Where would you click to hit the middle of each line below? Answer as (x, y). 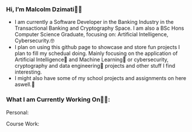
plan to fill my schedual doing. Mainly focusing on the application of (96, 53)
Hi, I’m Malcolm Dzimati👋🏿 (44, 9)
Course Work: (23, 124)
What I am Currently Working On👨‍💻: (58, 100)
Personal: (18, 112)
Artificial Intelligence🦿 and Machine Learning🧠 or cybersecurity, (91, 60)
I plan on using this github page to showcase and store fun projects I (97, 47)
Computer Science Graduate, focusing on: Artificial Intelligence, (91, 34)
